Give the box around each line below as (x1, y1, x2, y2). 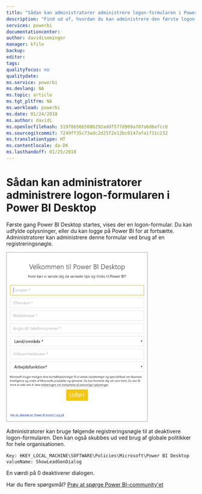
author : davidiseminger (6, 35, 66, 41)
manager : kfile (6, 41, 44, 47)
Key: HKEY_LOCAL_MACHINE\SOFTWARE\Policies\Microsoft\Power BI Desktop (6, 453, 189, 459)
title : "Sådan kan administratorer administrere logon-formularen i (6, 10, 182, 16)
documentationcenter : (6, 29, 61, 35)
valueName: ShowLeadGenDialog (6, 459, 82, 465)
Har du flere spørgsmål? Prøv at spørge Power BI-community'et (6, 481, 164, 488)
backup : (6, 48, 26, 54)
